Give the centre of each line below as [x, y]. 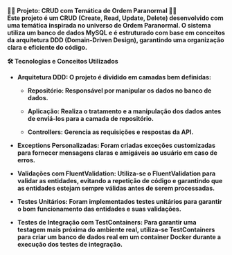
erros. [26, 160]
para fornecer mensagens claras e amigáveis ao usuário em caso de [117, 153]
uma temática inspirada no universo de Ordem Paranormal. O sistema [109, 25]
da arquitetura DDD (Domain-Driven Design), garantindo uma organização [116, 40]
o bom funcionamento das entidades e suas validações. [99, 209]
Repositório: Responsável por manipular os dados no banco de [119, 91]
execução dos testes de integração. [70, 244]
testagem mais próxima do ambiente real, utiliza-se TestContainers [116, 229]
